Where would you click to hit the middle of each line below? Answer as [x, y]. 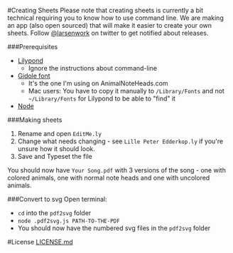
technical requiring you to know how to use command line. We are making [115, 18]
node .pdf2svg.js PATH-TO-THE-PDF [69, 221]
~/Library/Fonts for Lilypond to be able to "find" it [102, 98]
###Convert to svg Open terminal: [58, 199]
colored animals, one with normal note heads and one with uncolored [109, 178]
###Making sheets [35, 120]
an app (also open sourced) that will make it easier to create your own [109, 25]
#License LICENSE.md [40, 242]
